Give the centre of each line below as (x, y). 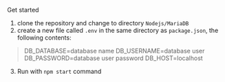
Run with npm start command (59, 71)
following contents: (44, 38)
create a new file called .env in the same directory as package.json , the (118, 30)
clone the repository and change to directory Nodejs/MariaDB (103, 23)
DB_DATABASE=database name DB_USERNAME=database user (114, 51)
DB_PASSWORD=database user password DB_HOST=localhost (113, 58)
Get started (23, 10)
